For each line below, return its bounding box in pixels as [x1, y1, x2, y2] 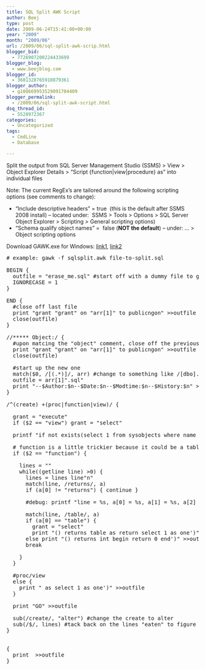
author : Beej [6, 15, 40, 21]
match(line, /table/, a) [25, 511, 100, 518]
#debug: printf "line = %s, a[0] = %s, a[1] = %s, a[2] [25, 498, 196, 506]
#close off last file [12, 303, 77, 310]
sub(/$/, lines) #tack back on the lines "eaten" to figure [12, 621, 196, 628]
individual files [6, 175, 43, 182]
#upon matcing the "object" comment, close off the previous [12, 340, 200, 347]
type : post [6, 20, 34, 26]
